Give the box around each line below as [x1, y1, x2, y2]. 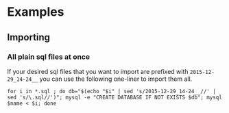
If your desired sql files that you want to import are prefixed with [7, 67, 189, 75]
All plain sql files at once [7, 52, 91, 62]
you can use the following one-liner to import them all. [39, 75, 193, 83]
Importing [7, 32, 50, 43]
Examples [7, 4, 64, 20]
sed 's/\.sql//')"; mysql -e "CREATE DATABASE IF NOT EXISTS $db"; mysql [7, 94, 223, 101]
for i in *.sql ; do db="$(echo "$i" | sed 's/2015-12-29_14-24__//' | [7, 88, 216, 95]
